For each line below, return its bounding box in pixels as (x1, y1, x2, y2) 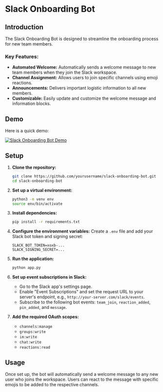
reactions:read (19, 345, 50, 350)
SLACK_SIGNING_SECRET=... (12, 247, 65, 252)
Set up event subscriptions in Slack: (12, 274, 87, 280)
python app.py (12, 265, 41, 270)
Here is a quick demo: (5, 128, 49, 134)
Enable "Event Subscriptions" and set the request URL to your (19, 289, 144, 295)
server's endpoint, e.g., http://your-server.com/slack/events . (19, 294, 145, 300)
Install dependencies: (12, 210, 57, 216)
